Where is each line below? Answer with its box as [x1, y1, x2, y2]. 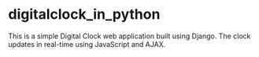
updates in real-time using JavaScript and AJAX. [8, 39, 166, 48]
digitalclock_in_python [8, 5, 161, 23]
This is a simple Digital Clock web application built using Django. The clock [8, 31, 251, 41]
